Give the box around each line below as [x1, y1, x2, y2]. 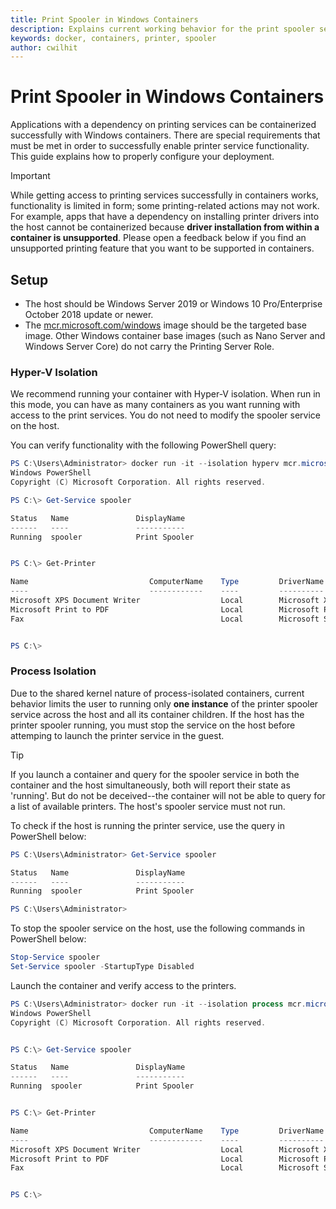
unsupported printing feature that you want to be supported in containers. [10, 242, 315, 255]
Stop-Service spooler [10, 952, 101, 963]
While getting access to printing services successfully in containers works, [10, 189, 319, 201]
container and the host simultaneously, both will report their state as [10, 779, 291, 791]
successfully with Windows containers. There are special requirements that [10, 129, 321, 141]
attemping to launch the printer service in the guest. [10, 729, 225, 741]
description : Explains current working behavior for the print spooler [10, 24, 315, 34]
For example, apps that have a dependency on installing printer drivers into [10, 211, 320, 223]
